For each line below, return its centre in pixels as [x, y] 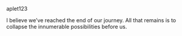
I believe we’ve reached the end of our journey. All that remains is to [91, 20]
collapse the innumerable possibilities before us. [67, 27]
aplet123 [17, 9]
